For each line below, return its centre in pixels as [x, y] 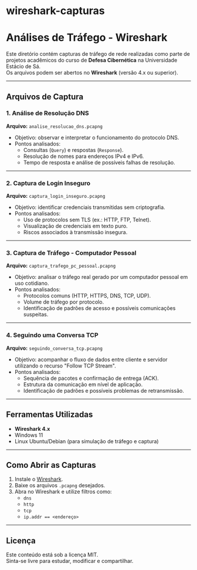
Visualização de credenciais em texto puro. [75, 226]
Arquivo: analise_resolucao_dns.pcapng [54, 126]
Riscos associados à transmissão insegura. [75, 232]
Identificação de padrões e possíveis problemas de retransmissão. [104, 390]
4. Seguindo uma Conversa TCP [52, 335]
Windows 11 [29, 435]
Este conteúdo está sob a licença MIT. [52, 555]
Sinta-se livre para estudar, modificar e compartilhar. [70, 561]
